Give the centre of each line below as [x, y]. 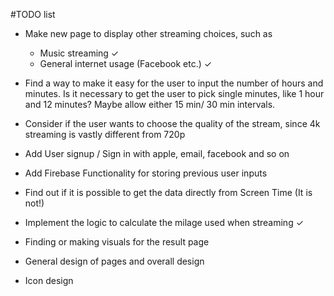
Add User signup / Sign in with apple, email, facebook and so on [157, 153]
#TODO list [33, 14]
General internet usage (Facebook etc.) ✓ [126, 63]
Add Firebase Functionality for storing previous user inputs [146, 173]
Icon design [49, 280]
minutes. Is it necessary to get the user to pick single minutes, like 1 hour [174, 93]
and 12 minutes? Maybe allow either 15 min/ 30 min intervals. [150, 104]
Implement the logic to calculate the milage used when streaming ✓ [164, 222]
